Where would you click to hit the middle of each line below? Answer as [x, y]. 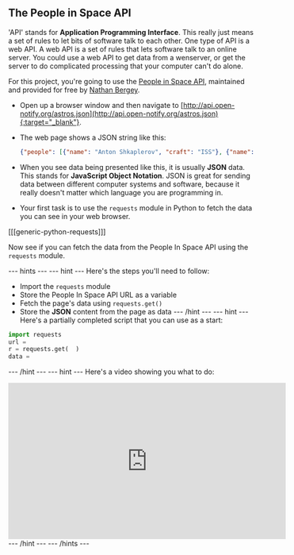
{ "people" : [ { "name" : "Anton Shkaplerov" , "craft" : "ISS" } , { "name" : [137, 152]
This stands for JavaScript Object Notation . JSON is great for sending [135, 175]
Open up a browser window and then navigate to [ [101, 105]
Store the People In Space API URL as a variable [98, 295]
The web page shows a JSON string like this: [93, 137]
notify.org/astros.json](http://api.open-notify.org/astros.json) [119, 114]
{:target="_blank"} [50, 121]
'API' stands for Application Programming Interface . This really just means [131, 32]
